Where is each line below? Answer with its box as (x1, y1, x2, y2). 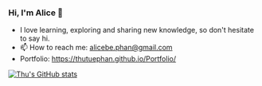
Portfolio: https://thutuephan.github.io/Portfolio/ (19, 54, 177, 64)
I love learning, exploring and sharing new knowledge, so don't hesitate (19, 25, 255, 35)
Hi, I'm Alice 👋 (8, 7, 64, 18)
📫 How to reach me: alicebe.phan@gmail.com (19, 43, 173, 53)
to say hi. (19, 33, 50, 43)
